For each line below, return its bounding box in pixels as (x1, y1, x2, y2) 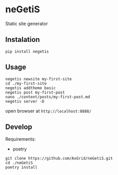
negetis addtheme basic (5, 85, 56, 91)
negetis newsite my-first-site (5, 76, 72, 81)
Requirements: (5, 136, 36, 142)
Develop (5, 122, 32, 131)
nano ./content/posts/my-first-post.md (5, 94, 90, 99)
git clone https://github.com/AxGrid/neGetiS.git (5, 156, 113, 161)
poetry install (5, 165, 38, 170)
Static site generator (5, 20, 49, 27)
